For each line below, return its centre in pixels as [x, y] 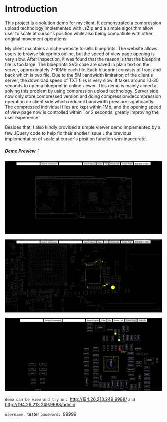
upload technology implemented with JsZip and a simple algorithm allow [79, 28]
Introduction [31, 9]
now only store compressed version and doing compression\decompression [83, 96]
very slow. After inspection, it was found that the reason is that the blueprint [83, 59]
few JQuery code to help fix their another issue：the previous [68, 133]
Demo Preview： [23, 151]
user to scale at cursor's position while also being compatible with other [79, 33]
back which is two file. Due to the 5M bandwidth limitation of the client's [79, 75]
